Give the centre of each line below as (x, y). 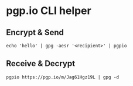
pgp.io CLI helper (49, 11)
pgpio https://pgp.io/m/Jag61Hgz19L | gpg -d (62, 77)
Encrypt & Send (35, 32)
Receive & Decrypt (40, 63)
